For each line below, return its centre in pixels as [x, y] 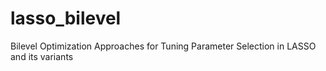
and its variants [42, 56]
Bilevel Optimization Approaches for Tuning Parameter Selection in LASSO [163, 46]
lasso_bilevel [66, 18]
